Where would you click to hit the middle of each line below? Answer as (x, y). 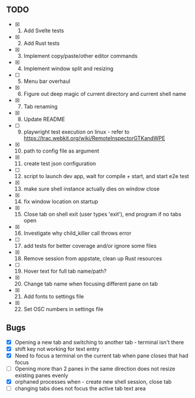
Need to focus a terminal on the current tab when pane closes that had (101, 355)
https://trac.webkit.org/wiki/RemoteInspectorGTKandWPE (94, 138)
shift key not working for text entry (57, 349)
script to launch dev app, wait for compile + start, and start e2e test (106, 176)
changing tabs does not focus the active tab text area (80, 388)
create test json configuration (60, 163)
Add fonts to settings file (54, 296)
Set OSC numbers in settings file (64, 309)
